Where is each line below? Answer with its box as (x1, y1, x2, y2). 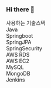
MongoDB (6, 70, 30, 77)
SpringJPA (6, 38, 32, 46)
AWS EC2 (6, 57, 29, 64)
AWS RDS (6, 51, 30, 58)
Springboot (6, 32, 33, 40)
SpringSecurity (6, 45, 43, 52)
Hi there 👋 (6, 5, 35, 14)
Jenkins (6, 76, 25, 83)
